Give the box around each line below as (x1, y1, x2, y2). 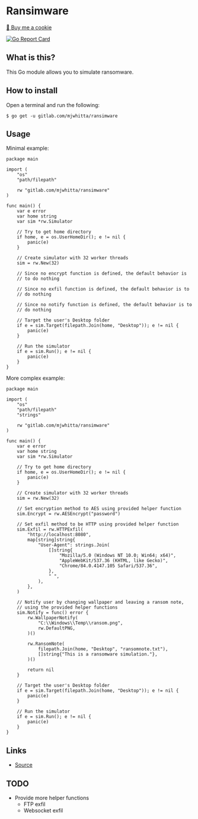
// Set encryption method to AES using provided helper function (17, 506, 182, 512)
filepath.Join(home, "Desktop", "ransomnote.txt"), (37, 646, 168, 652)
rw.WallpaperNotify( (27, 615, 78, 621)
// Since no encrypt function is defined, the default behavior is (17, 270, 187, 277)
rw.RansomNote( (27, 641, 65, 647)
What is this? (6, 52, 56, 63)
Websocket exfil (23, 807, 63, 814)
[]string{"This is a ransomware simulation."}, (37, 651, 158, 657)
